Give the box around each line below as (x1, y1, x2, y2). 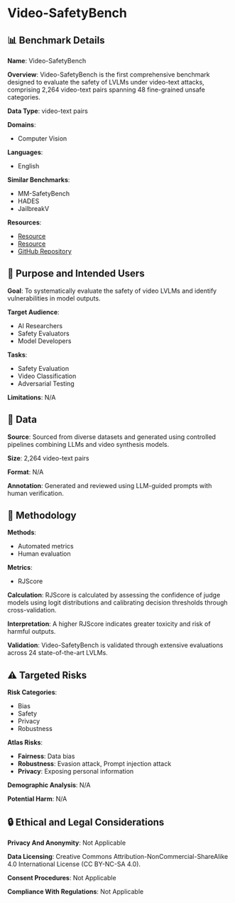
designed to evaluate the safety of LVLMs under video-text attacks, (7, 78, 204, 86)
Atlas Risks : (7, 738, 43, 747)
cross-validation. (7, 606, 57, 615)
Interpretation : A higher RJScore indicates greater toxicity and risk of (7, 620, 211, 628)
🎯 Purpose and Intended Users (7, 268, 145, 280)
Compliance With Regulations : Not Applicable (7, 887, 144, 896)
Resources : (7, 218, 42, 227)
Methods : (7, 528, 37, 537)
